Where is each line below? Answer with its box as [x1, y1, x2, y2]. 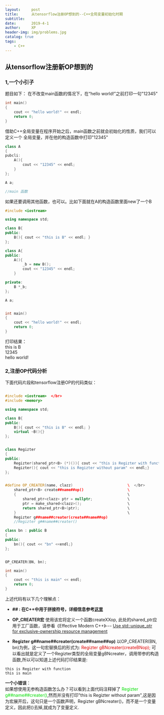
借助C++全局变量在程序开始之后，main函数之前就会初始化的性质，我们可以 [5, 128, 156, 134]
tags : [5, 39, 16, 44]
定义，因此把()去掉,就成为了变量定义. [5, 704, 80, 710]
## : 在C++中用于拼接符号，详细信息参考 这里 [12, 606, 103, 612]
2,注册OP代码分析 [5, 367, 47, 374]
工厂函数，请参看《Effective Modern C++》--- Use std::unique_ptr [20, 623, 152, 628]
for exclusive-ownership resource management [12, 628, 108, 634]
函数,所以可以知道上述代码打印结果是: [12, 656, 88, 663]
